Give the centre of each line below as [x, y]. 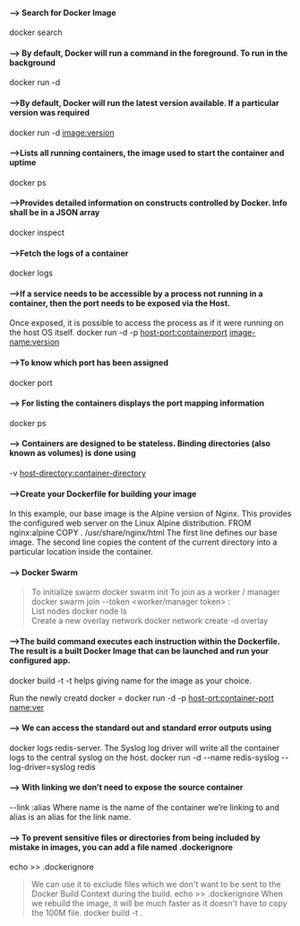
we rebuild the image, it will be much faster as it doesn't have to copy [159, 904]
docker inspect [37, 232]
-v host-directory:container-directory [77, 473]
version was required [50, 113]
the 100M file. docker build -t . [87, 913]
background [33, 62]
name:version [34, 342]
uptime [23, 162]
